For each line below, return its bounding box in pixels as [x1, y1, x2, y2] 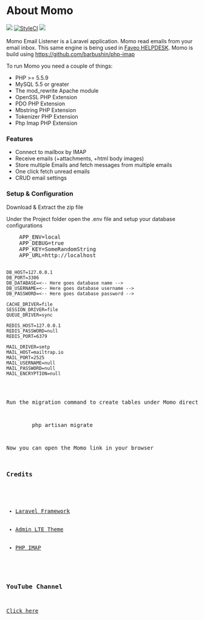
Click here [6, 607, 39, 615]
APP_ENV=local [19, 233, 61, 241]
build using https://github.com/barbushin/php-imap [6, 50, 135, 58]
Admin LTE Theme [15, 526, 64, 533]
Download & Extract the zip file [6, 203, 84, 211]
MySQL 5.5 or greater [15, 80, 70, 88]
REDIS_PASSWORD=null [6, 328, 59, 334]
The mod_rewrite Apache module [15, 86, 99, 94]
